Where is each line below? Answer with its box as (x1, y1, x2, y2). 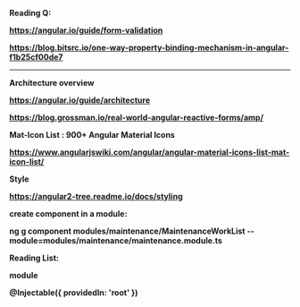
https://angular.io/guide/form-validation (9, 25, 163, 35)
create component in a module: (9, 209, 128, 218)
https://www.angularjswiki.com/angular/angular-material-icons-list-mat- (9, 147, 290, 158)
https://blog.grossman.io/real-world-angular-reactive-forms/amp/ (9, 112, 264, 123)
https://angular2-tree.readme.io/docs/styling (9, 192, 183, 201)
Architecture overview (9, 78, 95, 88)
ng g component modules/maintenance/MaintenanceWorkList (9, 226, 246, 236)
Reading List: (9, 252, 60, 263)
